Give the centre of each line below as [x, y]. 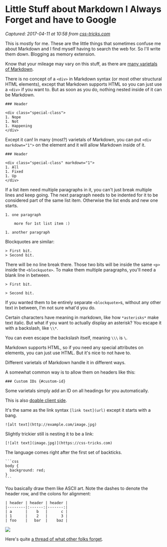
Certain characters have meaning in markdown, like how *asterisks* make [82, 317]
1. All [12, 167]
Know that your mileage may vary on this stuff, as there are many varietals [82, 64]
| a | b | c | [37, 511]
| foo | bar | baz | [37, 520]
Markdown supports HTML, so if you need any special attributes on [74, 347]
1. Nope [13, 117]
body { [12, 466]
